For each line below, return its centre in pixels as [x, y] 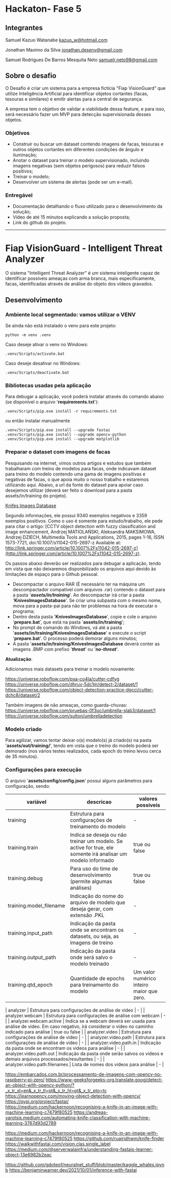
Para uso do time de [94, 869]
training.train [23, 848]
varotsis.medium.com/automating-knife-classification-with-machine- [78, 1118]
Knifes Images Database [31, 506]
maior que [145, 991]
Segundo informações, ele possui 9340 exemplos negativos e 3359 [76, 515]
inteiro [141, 985]
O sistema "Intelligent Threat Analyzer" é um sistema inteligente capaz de [82, 273]
